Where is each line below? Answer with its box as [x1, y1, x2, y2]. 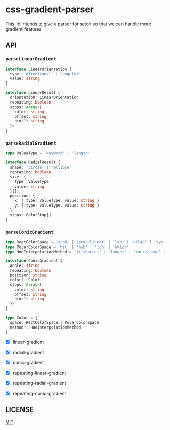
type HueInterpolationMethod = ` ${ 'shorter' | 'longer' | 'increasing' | [5, 249, 166, 254]
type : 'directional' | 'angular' [10, 71, 81, 76]
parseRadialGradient [5, 140, 57, 146]
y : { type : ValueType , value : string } [14, 203, 100, 208]
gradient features [5, 26, 42, 32]
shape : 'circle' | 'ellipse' [10, 165, 72, 170]
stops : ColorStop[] [10, 212, 52, 217]
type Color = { [5, 315, 38, 321]
